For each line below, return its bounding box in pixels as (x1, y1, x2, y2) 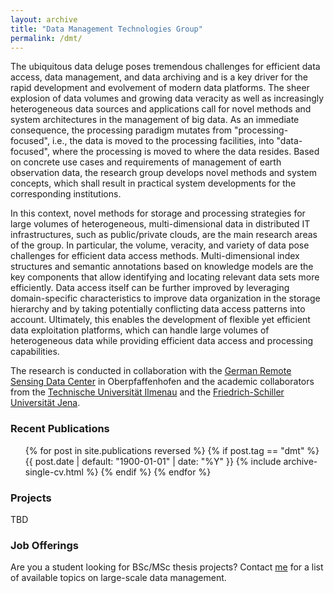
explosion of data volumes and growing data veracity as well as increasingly (10, 92, 325, 105)
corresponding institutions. (10, 188, 122, 200)
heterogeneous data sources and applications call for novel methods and (10, 103, 312, 115)
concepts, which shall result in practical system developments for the (10, 177, 297, 190)
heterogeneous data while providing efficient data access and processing (10, 335, 314, 347)
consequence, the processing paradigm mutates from (10, 124, 233, 136)
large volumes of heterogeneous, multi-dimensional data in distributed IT (10, 218, 311, 230)
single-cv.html (24, 466, 84, 478)
